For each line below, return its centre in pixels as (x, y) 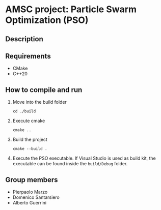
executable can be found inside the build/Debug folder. (70, 164)
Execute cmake (29, 121)
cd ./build (24, 111)
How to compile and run (44, 90)
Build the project (30, 140)
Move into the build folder (40, 102)
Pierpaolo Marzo (30, 192)
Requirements (28, 56)
